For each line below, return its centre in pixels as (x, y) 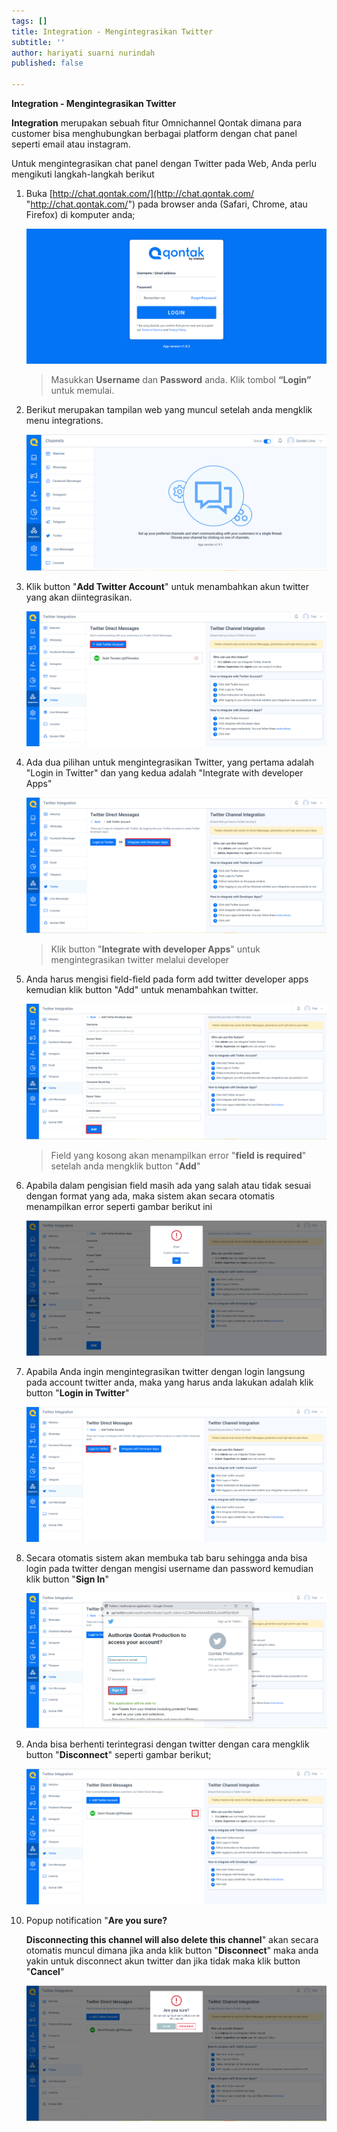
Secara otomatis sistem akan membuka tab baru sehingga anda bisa (166, 1558)
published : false (47, 63)
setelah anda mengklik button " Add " (125, 1166)
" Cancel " (45, 1971)
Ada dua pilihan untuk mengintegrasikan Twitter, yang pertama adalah (170, 762)
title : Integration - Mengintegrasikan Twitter (112, 31)
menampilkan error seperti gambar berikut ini (119, 1206)
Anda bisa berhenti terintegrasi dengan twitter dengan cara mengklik (167, 1744)
